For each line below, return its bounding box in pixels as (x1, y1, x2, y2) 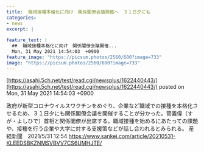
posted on (159, 83, 185, 90)
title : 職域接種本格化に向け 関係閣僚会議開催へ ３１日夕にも (6, 9, 151, 15)
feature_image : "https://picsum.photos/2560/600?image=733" (6, 54, 163, 60)
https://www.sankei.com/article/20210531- (68, 132, 176, 140)
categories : (6, 15, 37, 21)
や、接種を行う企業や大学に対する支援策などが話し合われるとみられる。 (6, 125, 188, 132)
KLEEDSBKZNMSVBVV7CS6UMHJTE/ (6, 139, 102, 147)
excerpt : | (6, 26, 34, 32)
